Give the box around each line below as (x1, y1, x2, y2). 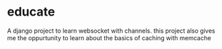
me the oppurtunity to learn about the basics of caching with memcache (7, 33, 211, 42)
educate (7, 4, 56, 20)
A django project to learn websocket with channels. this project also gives (7, 27, 216, 35)
